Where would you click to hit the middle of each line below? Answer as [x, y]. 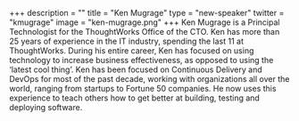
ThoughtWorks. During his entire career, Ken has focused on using [132, 51]
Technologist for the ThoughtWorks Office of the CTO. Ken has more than [145, 32]
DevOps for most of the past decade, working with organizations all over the [149, 79]
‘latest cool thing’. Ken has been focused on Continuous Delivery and [136, 69]
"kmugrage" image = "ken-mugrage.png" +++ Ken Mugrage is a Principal [145, 22]
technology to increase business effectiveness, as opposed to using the [141, 60]
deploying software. [46, 107]
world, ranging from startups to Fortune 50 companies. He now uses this [143, 89]
